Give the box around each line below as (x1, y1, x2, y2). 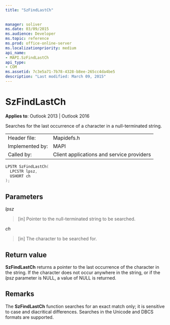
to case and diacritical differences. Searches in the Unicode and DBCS (5, 309, 154, 315)
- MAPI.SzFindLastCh (5, 55, 50, 60)
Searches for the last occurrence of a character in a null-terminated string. (5, 123, 162, 129)
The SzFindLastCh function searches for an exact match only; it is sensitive (5, 303, 165, 309)
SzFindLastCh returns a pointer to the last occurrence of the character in (5, 264, 159, 270)
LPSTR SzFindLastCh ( (5, 164, 50, 169)
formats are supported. (5, 314, 54, 320)
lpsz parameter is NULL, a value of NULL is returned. (5, 274, 116, 281)
